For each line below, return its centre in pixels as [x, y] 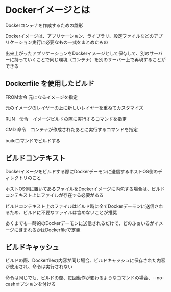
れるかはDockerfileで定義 [54, 230]
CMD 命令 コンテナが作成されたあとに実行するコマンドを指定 [71, 129]
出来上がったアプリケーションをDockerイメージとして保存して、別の [77, 53]
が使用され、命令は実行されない [39, 267]
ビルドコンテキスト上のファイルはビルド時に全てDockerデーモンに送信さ [82, 206]
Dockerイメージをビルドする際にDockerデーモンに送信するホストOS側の [82, 171]
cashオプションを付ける [31, 284]
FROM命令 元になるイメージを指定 [42, 97]
